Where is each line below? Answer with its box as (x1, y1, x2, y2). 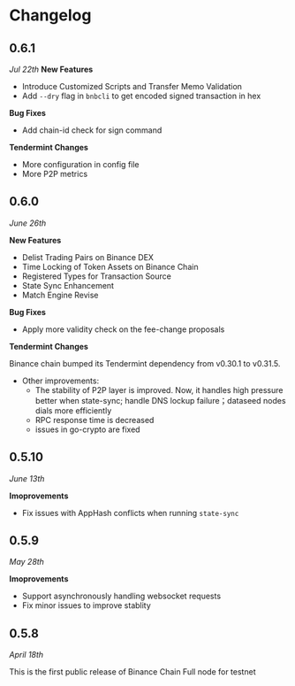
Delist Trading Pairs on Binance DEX (21, 251, 155, 262)
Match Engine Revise (21, 289, 99, 300)
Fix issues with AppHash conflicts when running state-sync (21, 507, 239, 518)
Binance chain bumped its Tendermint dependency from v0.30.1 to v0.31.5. (9, 358, 281, 368)
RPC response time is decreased (34, 414, 155, 425)
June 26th (9, 218, 47, 228)
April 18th (9, 650, 44, 660)
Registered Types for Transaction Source (21, 271, 172, 281)
